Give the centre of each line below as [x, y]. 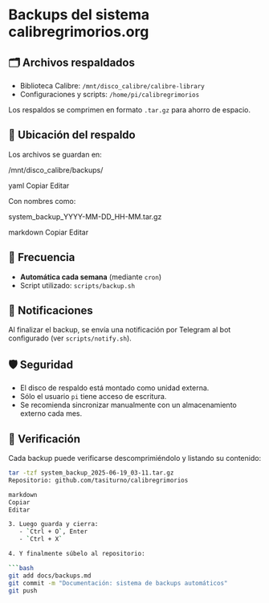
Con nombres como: [42, 201]
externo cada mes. [51, 414]
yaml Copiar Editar [39, 185]
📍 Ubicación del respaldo [72, 135]
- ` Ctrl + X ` [41, 540]
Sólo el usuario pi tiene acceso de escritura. [93, 397]
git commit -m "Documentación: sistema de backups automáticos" [118, 583]
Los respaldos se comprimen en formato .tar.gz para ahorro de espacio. [130, 110]
